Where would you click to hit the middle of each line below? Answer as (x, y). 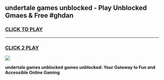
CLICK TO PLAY (24, 30)
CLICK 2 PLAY (22, 48)
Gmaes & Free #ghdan (39, 16)
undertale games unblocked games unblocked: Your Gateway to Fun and (80, 67)
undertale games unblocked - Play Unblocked (76, 8)
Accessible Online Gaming (32, 72)
